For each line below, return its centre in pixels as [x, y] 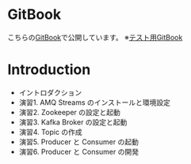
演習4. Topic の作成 [50, 132]
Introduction [49, 70]
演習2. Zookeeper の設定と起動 [69, 112]
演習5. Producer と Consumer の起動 [79, 142]
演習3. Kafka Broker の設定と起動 [73, 122]
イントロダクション [50, 92]
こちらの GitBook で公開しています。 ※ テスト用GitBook [95, 37]
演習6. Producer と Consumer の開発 [79, 151]
